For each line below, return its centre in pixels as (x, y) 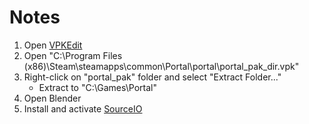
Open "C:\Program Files (73, 55)
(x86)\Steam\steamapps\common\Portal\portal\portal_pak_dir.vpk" (161, 66)
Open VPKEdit (53, 45)
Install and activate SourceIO (83, 108)
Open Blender (52, 98)
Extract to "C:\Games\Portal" (97, 87)
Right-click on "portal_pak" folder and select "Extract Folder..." (152, 77)
